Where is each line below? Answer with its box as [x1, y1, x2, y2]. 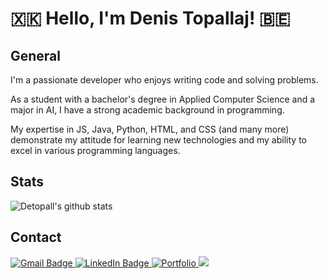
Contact [10, 229, 62, 246]
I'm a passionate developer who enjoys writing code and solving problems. [10, 74, 319, 86]
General [10, 47, 62, 64]
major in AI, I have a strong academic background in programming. [10, 104, 285, 116]
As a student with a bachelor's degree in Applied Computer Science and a [10, 93, 316, 105]
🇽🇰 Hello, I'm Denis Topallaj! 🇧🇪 [10, 7, 291, 30]
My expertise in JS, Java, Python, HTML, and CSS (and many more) [10, 123, 290, 135]
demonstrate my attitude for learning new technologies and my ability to [10, 134, 307, 146]
